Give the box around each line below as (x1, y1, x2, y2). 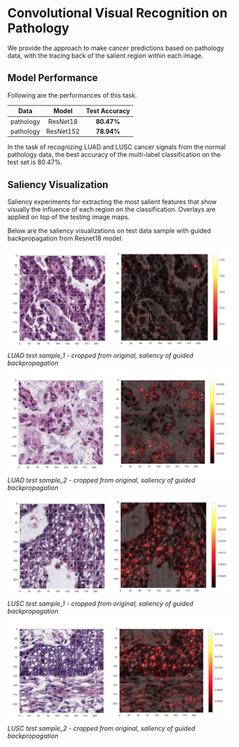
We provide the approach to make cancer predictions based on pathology (7, 43, 225, 52)
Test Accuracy (85, 107, 131, 115)
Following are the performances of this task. (7, 91, 138, 99)
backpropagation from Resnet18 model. (7, 234, 123, 243)
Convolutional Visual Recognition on (7, 5, 228, 21)
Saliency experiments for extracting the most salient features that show (7, 197, 218, 206)
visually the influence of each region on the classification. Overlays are (7, 205, 216, 214)
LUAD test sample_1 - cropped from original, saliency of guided (7, 351, 194, 359)
